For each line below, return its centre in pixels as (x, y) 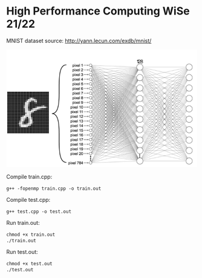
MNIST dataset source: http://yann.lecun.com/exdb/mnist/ (79, 40)
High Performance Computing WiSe (98, 11)
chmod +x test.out (29, 263)
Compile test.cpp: (28, 199)
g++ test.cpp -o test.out (39, 212)
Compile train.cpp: (29, 176)
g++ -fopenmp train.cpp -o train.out (54, 189)
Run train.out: (23, 222)
